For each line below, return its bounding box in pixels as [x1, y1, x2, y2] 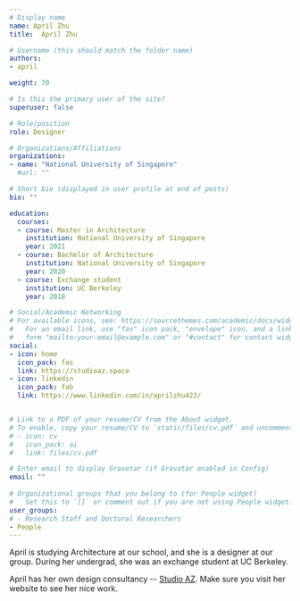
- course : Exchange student [17, 275, 122, 284]
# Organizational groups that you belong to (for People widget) [9, 489, 257, 498]
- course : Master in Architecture [17, 225, 146, 235]
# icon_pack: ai [9, 439, 78, 449]
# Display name [9, 13, 66, 22]
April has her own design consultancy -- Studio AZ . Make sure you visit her [9, 573, 286, 585]
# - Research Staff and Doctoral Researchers [9, 514, 181, 523]
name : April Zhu [9, 21, 70, 30]
